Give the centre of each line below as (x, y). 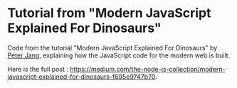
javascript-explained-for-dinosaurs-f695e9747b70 (81, 77)
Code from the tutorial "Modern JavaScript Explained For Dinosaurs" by (112, 48)
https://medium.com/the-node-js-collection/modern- (148, 69)
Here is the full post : (38, 69)
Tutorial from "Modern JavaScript (109, 13)
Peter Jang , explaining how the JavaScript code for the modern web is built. (119, 55)
